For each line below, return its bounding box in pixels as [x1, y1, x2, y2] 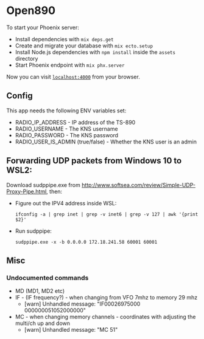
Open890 [6, 4, 56, 18]
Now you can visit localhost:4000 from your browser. [6, 73, 140, 80]
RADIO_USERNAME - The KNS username [15, 125, 118, 132]
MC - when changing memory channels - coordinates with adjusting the [15, 313, 196, 321]
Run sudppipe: [15, 227, 52, 235]
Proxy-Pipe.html [6, 188, 47, 195]
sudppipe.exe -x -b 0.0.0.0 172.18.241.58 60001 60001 [15, 239, 158, 245]
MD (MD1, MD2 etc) [15, 287, 65, 295]
